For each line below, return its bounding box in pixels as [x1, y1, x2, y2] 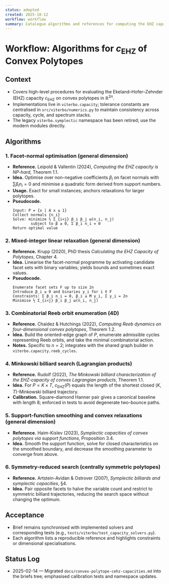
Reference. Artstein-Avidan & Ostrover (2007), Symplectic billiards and [12, 475, 160, 481]
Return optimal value [12, 225, 58, 230]
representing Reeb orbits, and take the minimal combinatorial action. [12, 337, 154, 343]
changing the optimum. [12, 496, 61, 502]
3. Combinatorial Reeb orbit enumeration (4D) [5, 309, 119, 316]
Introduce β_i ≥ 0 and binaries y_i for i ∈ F [12, 289, 112, 294]
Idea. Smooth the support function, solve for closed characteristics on [12, 440, 158, 446]
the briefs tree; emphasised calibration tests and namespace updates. [12, 573, 157, 579]
